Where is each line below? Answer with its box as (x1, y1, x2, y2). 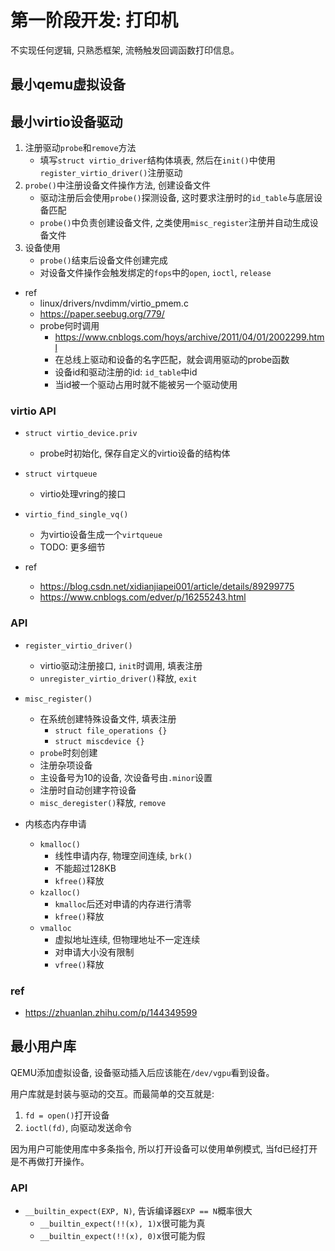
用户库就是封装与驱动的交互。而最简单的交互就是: (10, 1087, 215, 1100)
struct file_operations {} (54, 726, 168, 736)
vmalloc (39, 923, 72, 933)
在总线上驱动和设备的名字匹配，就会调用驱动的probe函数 (54, 354, 290, 366)
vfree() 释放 (54, 958, 105, 970)
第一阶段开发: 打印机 (10, 9, 178, 32)
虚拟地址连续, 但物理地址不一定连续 (54, 933, 201, 945)
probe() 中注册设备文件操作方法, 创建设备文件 (24, 179, 211, 191)
